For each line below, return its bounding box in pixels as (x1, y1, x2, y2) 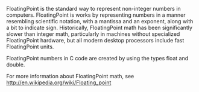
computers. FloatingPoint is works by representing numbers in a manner (6, 11, 186, 19)
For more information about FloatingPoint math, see (6, 73, 134, 79)
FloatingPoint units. (6, 43, 54, 50)
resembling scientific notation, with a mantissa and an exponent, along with (6, 18, 194, 24)
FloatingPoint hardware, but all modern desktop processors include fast (6, 37, 185, 44)
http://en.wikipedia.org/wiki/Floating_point (6, 79, 112, 86)
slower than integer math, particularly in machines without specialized (6, 30, 180, 38)
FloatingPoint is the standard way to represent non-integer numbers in (6, 5, 181, 12)
